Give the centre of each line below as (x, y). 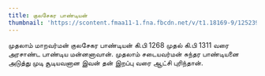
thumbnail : (26, 23)
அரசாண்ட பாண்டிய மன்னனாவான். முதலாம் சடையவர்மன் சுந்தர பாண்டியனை (123, 54)
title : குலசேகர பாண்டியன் (48, 15)
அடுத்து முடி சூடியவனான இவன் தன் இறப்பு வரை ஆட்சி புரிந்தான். (106, 63)
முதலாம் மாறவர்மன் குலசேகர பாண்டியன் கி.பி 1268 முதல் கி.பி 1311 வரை (119, 45)
